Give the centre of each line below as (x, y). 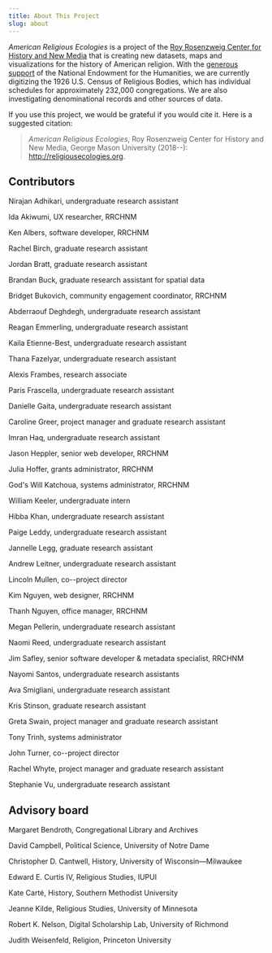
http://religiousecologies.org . (77, 156)
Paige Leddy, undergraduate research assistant (88, 532)
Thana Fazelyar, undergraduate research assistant (93, 359)
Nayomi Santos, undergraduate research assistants (94, 674)
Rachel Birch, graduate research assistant (78, 248)
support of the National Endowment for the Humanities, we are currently (129, 72)
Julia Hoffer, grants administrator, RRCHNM (81, 470)
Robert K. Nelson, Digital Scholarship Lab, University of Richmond (119, 925)
